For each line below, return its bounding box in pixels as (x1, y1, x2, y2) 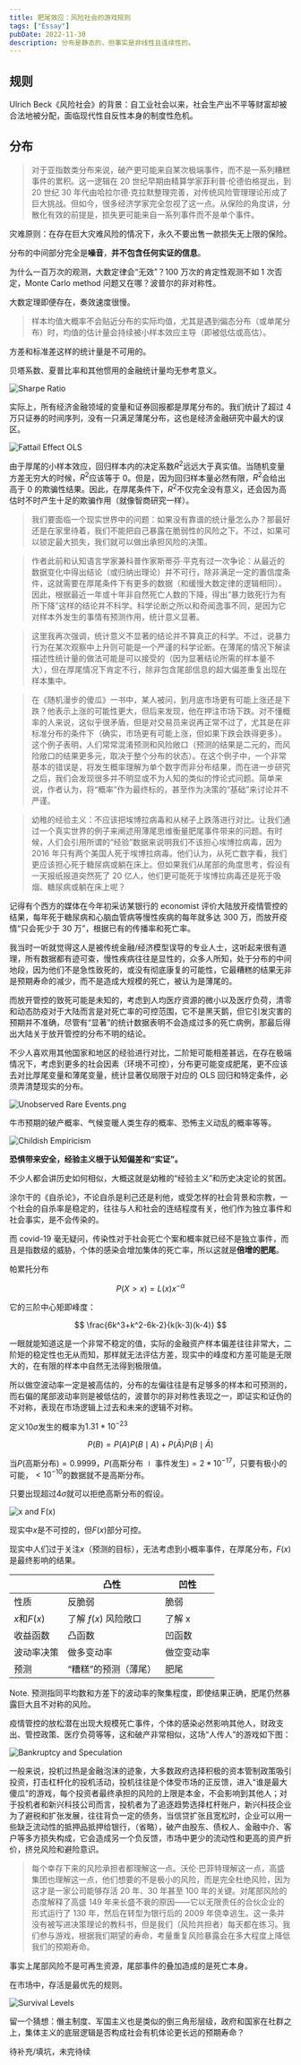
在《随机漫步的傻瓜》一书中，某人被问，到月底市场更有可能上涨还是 (30, 694, 283, 704)
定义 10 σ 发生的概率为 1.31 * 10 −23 (9, 1420, 128, 1432)
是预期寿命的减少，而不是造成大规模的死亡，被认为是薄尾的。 (9, 975, 237, 986)
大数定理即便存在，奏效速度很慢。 (9, 297, 135, 307)
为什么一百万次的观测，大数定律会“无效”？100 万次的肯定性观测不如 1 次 (9, 266, 275, 277)
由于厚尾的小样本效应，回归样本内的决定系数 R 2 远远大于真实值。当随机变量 (9, 459, 286, 471)
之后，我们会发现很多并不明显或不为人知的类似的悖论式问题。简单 (30, 773, 275, 783)
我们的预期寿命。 (30, 1941, 95, 1952)
